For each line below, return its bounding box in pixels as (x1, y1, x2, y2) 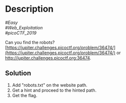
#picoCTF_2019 (5, 30, 37, 36)
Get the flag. (12, 92, 38, 98)
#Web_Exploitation (5, 24, 43, 30)
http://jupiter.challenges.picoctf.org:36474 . (5, 55, 91, 61)
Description (5, 3, 54, 15)
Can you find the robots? (5, 39, 55, 45)
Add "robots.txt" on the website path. (12, 82, 88, 88)
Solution (5, 69, 31, 78)
